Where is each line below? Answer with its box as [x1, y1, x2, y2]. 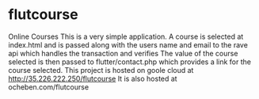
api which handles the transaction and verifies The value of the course [8, 48, 238, 58]
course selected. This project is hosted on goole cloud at [8, 65, 194, 74]
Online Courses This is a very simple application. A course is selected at [8, 32, 244, 41]
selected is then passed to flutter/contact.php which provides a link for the [8, 57, 252, 67]
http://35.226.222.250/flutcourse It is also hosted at [8, 74, 177, 83]
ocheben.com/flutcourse [8, 82, 90, 92]
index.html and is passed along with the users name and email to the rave [8, 40, 248, 49]
